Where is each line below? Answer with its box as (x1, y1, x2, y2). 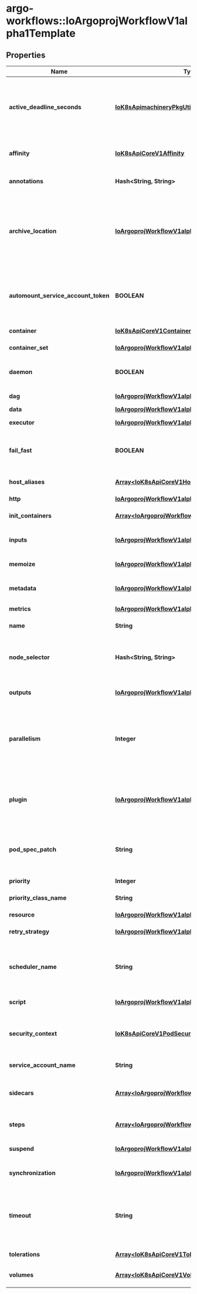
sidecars (9, 1089, 34, 1097)
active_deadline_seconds (9, 103, 82, 111)
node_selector (9, 653, 50, 661)
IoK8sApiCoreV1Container (115, 327, 192, 335)
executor (9, 418, 35, 427)
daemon (9, 368, 33, 376)
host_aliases (9, 478, 45, 486)
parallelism (9, 735, 41, 742)
